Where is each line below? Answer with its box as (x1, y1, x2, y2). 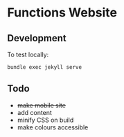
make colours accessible (17, 123, 89, 131)
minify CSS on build (17, 116, 74, 124)
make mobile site (17, 101, 66, 109)
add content (17, 108, 52, 116)
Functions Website (7, 5, 118, 21)
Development (7, 32, 67, 44)
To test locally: (7, 50, 49, 59)
